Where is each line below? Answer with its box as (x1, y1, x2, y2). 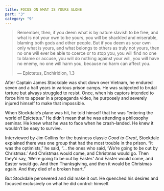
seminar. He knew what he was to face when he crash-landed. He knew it (5, 120, 154, 126)
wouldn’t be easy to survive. (5, 126, 62, 131)
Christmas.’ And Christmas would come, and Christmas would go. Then (5, 150, 149, 156)
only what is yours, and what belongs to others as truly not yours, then (17, 45, 160, 51)
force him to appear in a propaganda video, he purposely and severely (5, 95, 147, 101)
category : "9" (5, 16, 34, 21)
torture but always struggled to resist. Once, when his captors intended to (5, 90, 154, 96)
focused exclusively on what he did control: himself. (5, 181, 110, 187)
